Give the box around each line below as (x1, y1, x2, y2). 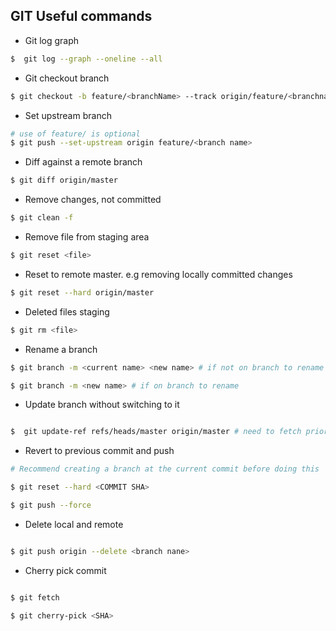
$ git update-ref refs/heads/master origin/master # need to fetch (10, 427, 302, 437)
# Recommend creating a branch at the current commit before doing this (10, 464, 320, 474)
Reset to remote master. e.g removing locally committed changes (24, 268, 293, 280)
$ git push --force (10, 500, 92, 511)
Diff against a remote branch (24, 156, 143, 168)
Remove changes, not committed (24, 194, 162, 206)
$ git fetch (10, 592, 60, 603)
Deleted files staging (24, 305, 110, 318)
